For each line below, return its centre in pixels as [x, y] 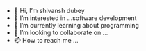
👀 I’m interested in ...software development [75, 18]
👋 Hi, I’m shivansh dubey [49, 11]
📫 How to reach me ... [46, 40]
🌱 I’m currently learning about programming [76, 25]
